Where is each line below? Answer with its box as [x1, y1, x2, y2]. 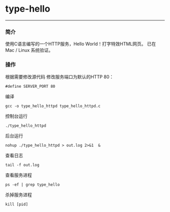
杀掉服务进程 [5, 191, 32, 198]
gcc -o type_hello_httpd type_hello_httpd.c [5, 103, 101, 109]
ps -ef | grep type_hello [5, 182, 60, 187]
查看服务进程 [5, 172, 32, 178]
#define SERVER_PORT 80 [5, 84, 56, 89]
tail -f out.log [5, 162, 39, 167]
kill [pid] [5, 201, 28, 207]
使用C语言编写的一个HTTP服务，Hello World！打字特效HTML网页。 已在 [5, 41, 156, 47]
